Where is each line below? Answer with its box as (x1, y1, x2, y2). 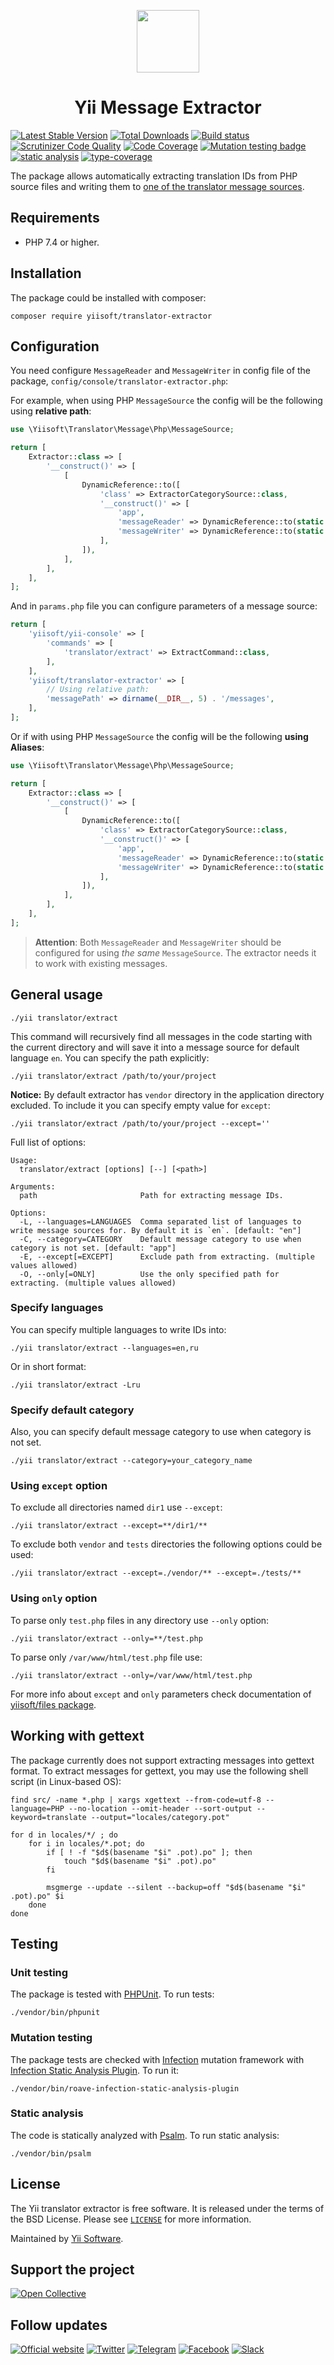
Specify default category (10, 1403, 135, 1417)
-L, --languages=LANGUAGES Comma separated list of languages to (19, 1216, 302, 1227)
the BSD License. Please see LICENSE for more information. (10, 2213, 252, 2225)
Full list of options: (10, 1136, 87, 1148)
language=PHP (10, 1803, 65, 1814)
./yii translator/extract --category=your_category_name (10, 1456, 253, 1466)
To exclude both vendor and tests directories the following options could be (10, 1538, 323, 1550)
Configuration (10, 338, 100, 355)
